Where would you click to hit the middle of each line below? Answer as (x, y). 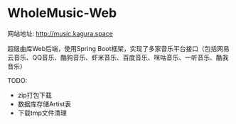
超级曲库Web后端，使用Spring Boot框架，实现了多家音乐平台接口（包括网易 (118, 48)
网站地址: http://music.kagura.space (60, 33)
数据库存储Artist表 (44, 103)
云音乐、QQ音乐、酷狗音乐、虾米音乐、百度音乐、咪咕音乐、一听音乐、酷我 (118, 57)
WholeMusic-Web (62, 13)
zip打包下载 (34, 95)
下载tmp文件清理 (42, 113)
